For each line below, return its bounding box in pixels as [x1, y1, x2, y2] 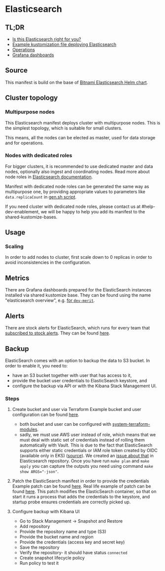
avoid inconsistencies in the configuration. [5, 259, 91, 265]
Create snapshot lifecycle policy [19, 555, 85, 561]
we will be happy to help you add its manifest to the [40, 208, 145, 214]
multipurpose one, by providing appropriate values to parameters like [5, 189, 146, 195]
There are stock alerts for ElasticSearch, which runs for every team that [5, 325, 150, 331]
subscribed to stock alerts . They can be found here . [5, 330, 110, 336]
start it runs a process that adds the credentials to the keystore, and [12, 494, 150, 500]
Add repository [19, 524, 50, 530]
